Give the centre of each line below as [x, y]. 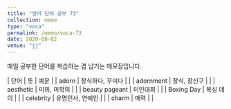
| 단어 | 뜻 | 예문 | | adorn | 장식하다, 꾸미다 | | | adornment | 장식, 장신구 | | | [111, 81]
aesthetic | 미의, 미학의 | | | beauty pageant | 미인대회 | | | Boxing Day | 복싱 [112, 89]
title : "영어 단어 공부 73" [43, 13]
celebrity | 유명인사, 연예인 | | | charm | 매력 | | [90, 98]
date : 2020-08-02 [32, 39]
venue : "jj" [24, 46]
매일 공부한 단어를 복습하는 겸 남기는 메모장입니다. [75, 66]
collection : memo [32, 20]
